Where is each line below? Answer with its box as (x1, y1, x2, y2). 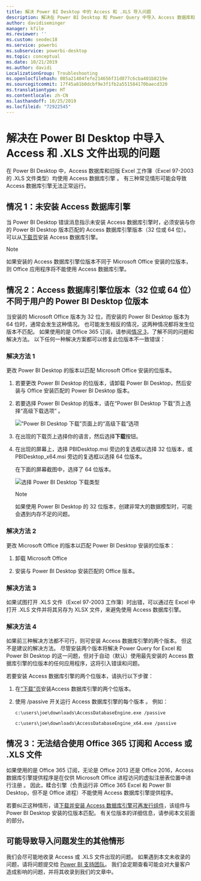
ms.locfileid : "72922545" (6, 103, 71, 110)
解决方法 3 (6, 583, 37, 592)
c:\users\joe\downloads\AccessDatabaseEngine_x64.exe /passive (14, 721, 177, 727)
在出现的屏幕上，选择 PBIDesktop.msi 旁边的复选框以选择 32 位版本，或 (14, 445, 193, 453)
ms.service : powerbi (6, 43, 58, 49)
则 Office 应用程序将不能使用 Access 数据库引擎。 (6, 265, 130, 273)
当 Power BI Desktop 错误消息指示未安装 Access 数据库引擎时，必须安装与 (6, 218, 190, 226)
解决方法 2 (6, 527, 37, 535)
